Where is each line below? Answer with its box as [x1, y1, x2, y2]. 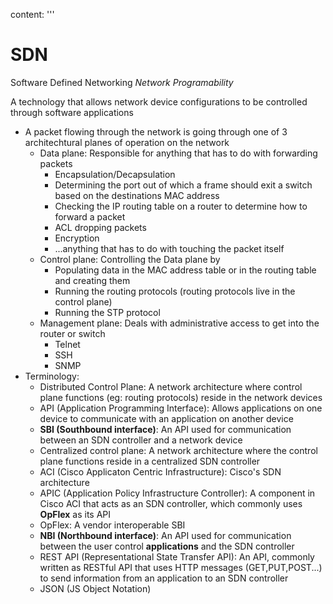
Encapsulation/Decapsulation [54, 168, 176, 180]
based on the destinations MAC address [54, 189, 220, 201]
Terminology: [24, 370, 80, 382]
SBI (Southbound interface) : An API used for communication [39, 423, 292, 435]
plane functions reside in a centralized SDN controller [39, 455, 261, 467]
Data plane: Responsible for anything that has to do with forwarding [39, 147, 318, 159]
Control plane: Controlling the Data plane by [39, 253, 221, 265]
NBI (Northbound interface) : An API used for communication [39, 529, 292, 541]
